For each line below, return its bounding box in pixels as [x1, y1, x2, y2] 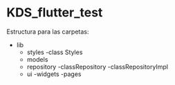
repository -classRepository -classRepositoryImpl [26, 62, 169, 71]
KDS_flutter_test [6, 5, 103, 21]
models [26, 55, 48, 63]
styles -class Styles [26, 48, 83, 56]
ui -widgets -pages [26, 70, 82, 78]
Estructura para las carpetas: [6, 27, 89, 36]
